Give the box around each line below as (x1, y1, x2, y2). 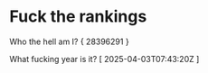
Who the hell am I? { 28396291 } (9, 36, 129, 47)
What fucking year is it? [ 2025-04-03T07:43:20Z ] (9, 53, 200, 64)
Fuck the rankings (9, 6, 147, 27)
